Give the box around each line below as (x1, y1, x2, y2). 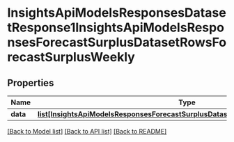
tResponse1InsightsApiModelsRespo (7, 19, 225, 35)
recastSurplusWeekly (7, 49, 136, 65)
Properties (7, 77, 54, 88)
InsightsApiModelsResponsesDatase (7, 5, 226, 21)
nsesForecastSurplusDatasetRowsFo (7, 35, 227, 50)
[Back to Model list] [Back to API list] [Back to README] (7, 127, 167, 135)
